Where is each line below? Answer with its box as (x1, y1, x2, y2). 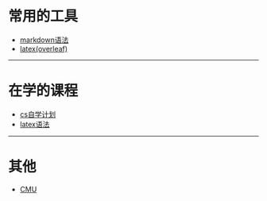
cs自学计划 (19, 109, 56, 119)
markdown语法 (19, 35, 69, 44)
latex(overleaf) (19, 44, 68, 53)
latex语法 (19, 119, 50, 129)
